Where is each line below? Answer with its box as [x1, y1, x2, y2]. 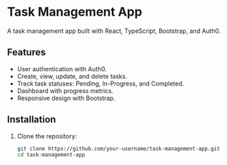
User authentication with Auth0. [16, 64, 107, 73]
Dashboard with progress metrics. [16, 86, 114, 94]
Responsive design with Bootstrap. [16, 94, 115, 102]
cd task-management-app [16, 151, 86, 158]
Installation [7, 114, 56, 125]
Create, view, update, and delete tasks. [16, 72, 128, 80]
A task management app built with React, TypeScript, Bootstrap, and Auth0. [7, 27, 221, 35]
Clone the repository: [16, 131, 77, 140]
